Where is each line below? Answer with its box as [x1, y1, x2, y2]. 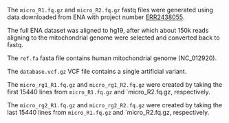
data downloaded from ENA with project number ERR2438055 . [7, 13, 185, 21]
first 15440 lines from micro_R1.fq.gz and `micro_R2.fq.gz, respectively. [7, 88, 211, 96]
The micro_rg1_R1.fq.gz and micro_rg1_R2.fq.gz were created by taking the [7, 81, 222, 88]
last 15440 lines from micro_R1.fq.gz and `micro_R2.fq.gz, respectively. [7, 109, 210, 116]
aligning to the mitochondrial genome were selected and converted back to [7, 33, 220, 42]
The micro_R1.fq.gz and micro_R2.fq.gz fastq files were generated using [7, 6, 213, 14]
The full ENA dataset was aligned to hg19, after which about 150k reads [7, 27, 209, 34]
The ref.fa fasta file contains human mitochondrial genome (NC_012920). [7, 54, 217, 62]
